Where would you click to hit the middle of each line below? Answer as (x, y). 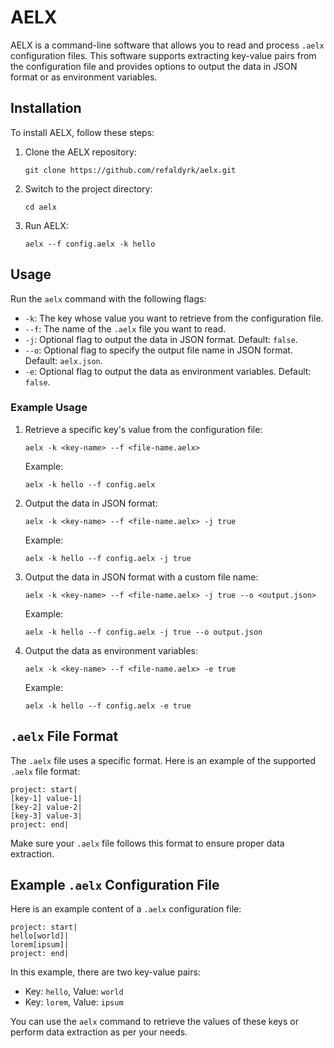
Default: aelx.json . (63, 360)
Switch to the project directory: (88, 188)
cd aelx (40, 207)
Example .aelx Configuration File (115, 885)
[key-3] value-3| (46, 816)
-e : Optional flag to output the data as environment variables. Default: (168, 371)
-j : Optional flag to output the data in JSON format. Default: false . (161, 339)
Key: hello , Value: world (74, 992)
